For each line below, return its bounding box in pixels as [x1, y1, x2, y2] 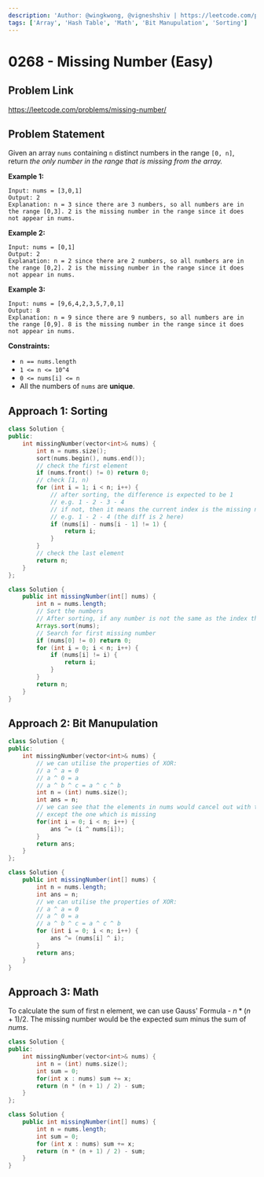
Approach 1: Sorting [8, 404, 108, 417]
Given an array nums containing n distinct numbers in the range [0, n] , [8, 148, 235, 158]
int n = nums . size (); [36, 447, 108, 455]
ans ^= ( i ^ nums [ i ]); [49, 825, 125, 833]
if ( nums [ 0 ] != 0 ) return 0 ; [36, 636, 132, 644]
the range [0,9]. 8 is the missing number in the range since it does [8, 321, 244, 328]
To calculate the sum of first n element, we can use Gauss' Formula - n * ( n [8, 1006, 251, 1016]
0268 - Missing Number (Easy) [8, 53, 214, 71]
